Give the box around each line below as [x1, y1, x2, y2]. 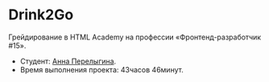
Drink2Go [8, 6, 74, 24]
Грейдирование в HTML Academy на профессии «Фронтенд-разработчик [8, 32, 262, 42]
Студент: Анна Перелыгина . [19, 56, 117, 66]
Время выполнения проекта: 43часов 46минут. [19, 64, 184, 74]
